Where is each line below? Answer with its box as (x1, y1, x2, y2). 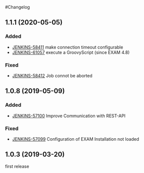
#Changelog (5, 4, 30, 10)
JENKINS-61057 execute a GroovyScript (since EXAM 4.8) (12, 49, 130, 55)
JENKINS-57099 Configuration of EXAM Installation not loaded (12, 136, 140, 142)
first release (5, 163, 29, 169)
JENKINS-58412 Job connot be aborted (12, 73, 93, 78)
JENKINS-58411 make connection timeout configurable (12, 44, 123, 50)
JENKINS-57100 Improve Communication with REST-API (12, 113, 126, 119)
